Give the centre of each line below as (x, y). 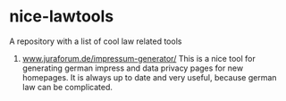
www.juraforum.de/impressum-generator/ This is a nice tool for (139, 58)
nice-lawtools (62, 17)
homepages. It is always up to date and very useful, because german (149, 77)
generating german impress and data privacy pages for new (133, 68)
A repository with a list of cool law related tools (96, 41)
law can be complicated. (67, 87)
